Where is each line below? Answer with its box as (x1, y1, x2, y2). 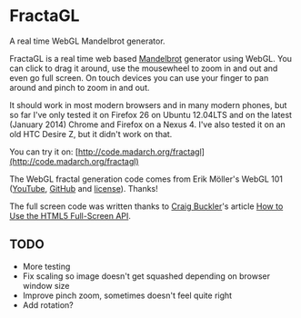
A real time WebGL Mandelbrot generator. (9, 35, 166, 46)
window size (22, 280, 70, 291)
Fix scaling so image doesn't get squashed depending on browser (22, 270, 271, 282)
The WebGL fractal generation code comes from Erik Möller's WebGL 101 (9, 174, 284, 184)
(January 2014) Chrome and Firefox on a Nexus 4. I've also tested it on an (9, 119, 286, 130)
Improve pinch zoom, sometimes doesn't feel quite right (22, 290, 233, 301)
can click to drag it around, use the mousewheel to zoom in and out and (9, 63, 278, 74)
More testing (22, 261, 71, 272)
